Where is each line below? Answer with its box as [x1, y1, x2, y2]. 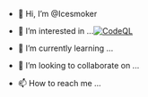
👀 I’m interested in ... [17, 26, 94, 36]
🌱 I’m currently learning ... [17, 43, 114, 53]
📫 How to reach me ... [17, 78, 101, 88]
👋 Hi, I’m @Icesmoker [17, 9, 98, 19]
